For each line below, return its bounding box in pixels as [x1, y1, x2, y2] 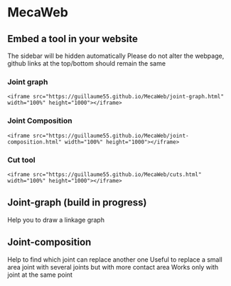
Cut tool [7, 155, 36, 165]
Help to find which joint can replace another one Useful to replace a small [7, 255, 222, 264]
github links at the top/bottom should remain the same [7, 59, 166, 68]
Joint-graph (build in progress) [7, 197, 147, 209]
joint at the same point [7, 270, 73, 279]
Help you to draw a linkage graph [7, 215, 105, 224]
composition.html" [7, 138, 62, 145]
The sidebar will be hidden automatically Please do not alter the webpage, [7, 51, 225, 60]
